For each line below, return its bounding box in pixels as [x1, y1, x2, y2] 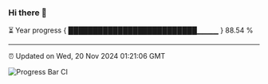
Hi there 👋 [8, 7, 48, 18]
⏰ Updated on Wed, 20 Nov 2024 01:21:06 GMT [8, 52, 166, 61]
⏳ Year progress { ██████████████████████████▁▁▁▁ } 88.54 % [8, 25, 254, 35]
